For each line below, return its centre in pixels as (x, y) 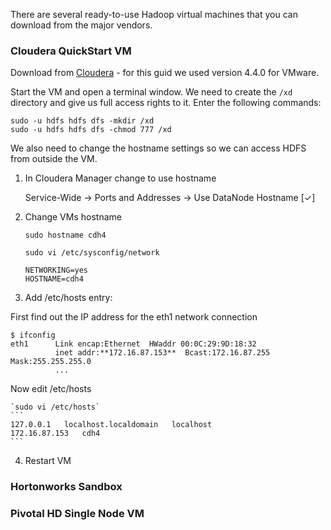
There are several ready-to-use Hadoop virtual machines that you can (154, 14)
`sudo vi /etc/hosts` (55, 407)
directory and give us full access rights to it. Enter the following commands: (166, 103)
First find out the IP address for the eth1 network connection (134, 317)
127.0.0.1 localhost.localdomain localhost (111, 425)
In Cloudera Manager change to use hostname (120, 178)
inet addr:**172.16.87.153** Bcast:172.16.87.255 (162, 353)
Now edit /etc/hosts (51, 389)
